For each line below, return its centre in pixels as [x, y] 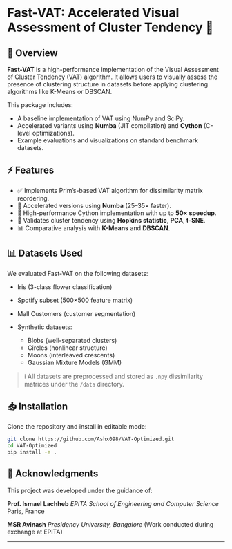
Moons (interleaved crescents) [71, 355]
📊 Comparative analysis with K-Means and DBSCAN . [94, 228]
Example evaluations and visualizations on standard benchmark [108, 140]
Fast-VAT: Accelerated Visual [93, 13]
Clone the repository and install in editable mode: [77, 427]
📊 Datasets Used [45, 253]
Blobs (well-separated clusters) [72, 340]
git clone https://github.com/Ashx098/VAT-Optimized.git [91, 439]
